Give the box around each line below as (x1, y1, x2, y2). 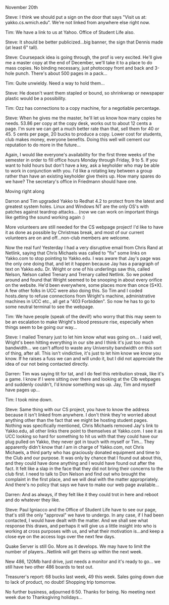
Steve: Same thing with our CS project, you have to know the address (5, 407, 150, 412)
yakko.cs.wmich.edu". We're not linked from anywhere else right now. (5, 20, 150, 25)
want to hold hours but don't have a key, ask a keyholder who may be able (5, 162, 160, 168)
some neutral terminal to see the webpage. (5, 304, 94, 310)
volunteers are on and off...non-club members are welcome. (5, 235, 130, 241)
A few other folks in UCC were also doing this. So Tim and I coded (5, 288, 143, 293)
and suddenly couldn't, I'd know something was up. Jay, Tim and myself (5, 381, 155, 387)
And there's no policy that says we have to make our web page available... (5, 482, 159, 488)
